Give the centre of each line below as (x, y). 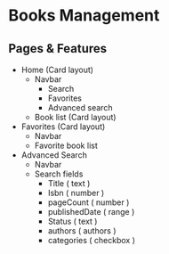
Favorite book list (66, 145)
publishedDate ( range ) (91, 212)
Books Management (84, 16)
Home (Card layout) (57, 70)
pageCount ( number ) (89, 202)
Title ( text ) (69, 183)
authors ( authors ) (82, 231)
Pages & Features (58, 49)
